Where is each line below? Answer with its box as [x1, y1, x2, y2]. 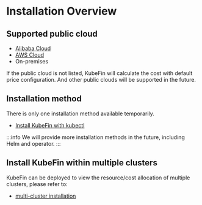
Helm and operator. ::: [6, 140, 61, 147]
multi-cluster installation [15, 192, 76, 200]
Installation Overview [6, 4, 117, 18]
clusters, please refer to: [6, 180, 68, 187]
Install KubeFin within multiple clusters [6, 157, 157, 168]
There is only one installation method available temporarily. [6, 110, 154, 117]
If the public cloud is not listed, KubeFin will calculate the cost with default [6, 70, 193, 77]
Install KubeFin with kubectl [15, 121, 85, 129]
